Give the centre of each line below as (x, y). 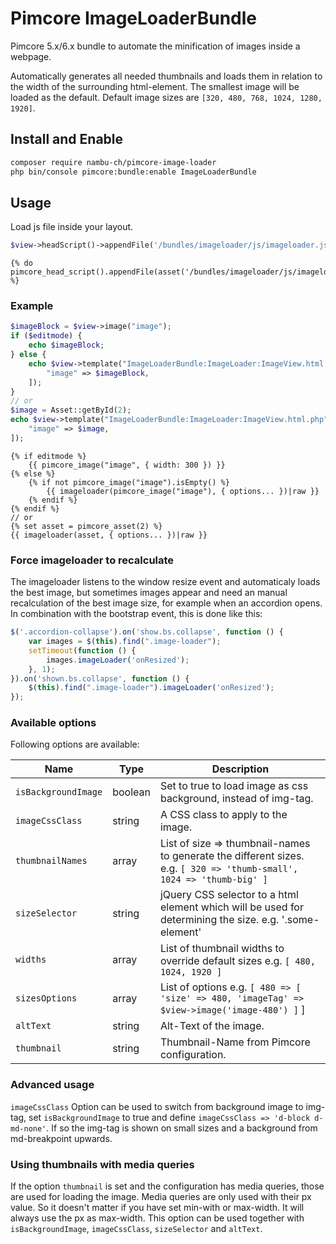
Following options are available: (75, 744)
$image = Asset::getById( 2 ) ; (71, 410)
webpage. (31, 56)
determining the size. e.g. (219, 920)
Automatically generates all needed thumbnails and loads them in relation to (166, 76)
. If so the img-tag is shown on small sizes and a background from (182, 1128)
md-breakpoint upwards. (61, 1138)
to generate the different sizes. (232, 856)
